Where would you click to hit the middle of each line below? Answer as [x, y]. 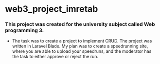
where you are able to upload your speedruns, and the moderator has [82, 51]
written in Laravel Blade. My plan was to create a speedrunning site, [80, 46]
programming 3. [25, 30]
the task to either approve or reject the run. [55, 57]
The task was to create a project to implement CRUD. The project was [82, 41]
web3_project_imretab [52, 9]
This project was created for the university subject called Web [80, 24]
